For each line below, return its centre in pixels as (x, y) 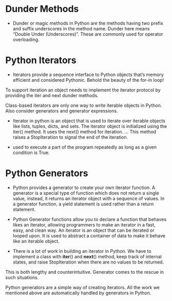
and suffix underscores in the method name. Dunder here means (81, 28)
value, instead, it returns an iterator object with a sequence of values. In (89, 198)
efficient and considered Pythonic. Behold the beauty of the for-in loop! (88, 80)
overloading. (26, 40)
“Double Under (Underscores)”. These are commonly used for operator (88, 34)
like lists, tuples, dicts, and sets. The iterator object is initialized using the (90, 126)
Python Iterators (41, 60)
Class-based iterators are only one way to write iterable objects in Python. (84, 105)
